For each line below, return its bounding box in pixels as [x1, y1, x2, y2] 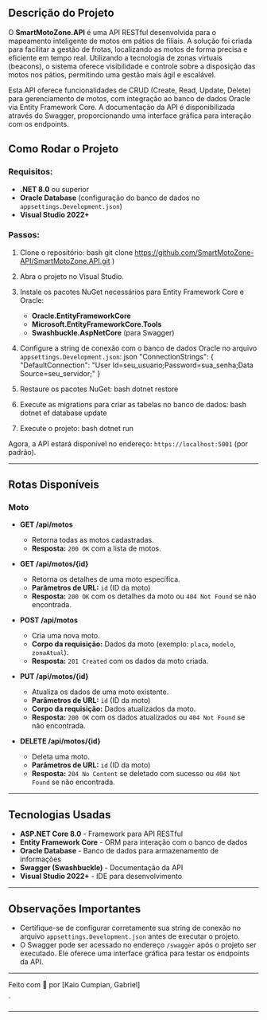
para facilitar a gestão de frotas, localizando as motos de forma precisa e [8, 44, 248, 54]
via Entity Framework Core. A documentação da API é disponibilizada [8, 102, 235, 112]
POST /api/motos [19, 615, 78, 625]
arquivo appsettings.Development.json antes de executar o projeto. [19, 932, 241, 941]
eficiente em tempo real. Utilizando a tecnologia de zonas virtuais [8, 53, 222, 62]
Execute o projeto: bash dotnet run [19, 423, 133, 433]
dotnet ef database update [19, 408, 107, 418]
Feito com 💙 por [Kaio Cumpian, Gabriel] [8, 980, 141, 990]
